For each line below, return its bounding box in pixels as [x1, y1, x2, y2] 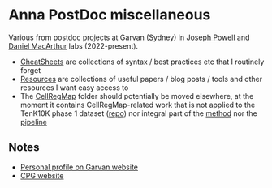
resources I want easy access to [19, 83, 129, 92]
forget [19, 65, 41, 75]
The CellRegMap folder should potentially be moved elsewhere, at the [19, 91, 254, 100]
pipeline [19, 117, 47, 126]
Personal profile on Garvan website [19, 162, 139, 172]
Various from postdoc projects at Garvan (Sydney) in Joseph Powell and [8, 32, 250, 42]
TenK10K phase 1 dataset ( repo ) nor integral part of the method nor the [19, 108, 257, 118]
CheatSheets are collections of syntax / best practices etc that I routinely [19, 57, 265, 66]
